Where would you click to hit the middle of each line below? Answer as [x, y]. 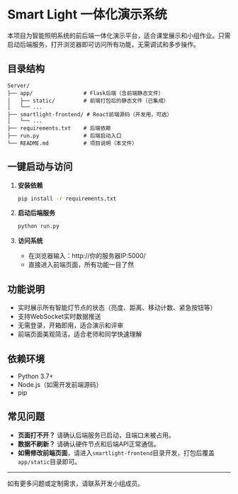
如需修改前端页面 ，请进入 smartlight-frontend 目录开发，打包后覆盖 [116, 453]
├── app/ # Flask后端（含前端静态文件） [86, 93]
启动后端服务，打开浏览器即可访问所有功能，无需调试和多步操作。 [103, 44]
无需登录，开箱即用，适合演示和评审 [70, 325]
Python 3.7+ [35, 376]
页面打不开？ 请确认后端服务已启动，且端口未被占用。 [96, 435]
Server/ [19, 86]
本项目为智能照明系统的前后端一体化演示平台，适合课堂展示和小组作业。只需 [119, 35]
